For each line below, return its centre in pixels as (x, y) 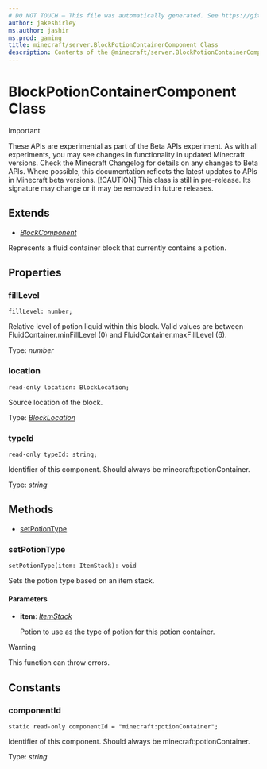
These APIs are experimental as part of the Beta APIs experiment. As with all (133, 146)
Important (24, 130)
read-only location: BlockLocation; (69, 387)
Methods (31, 510)
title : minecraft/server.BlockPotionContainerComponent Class (113, 45)
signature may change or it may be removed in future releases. (111, 188)
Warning (22, 647)
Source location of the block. (56, 402)
